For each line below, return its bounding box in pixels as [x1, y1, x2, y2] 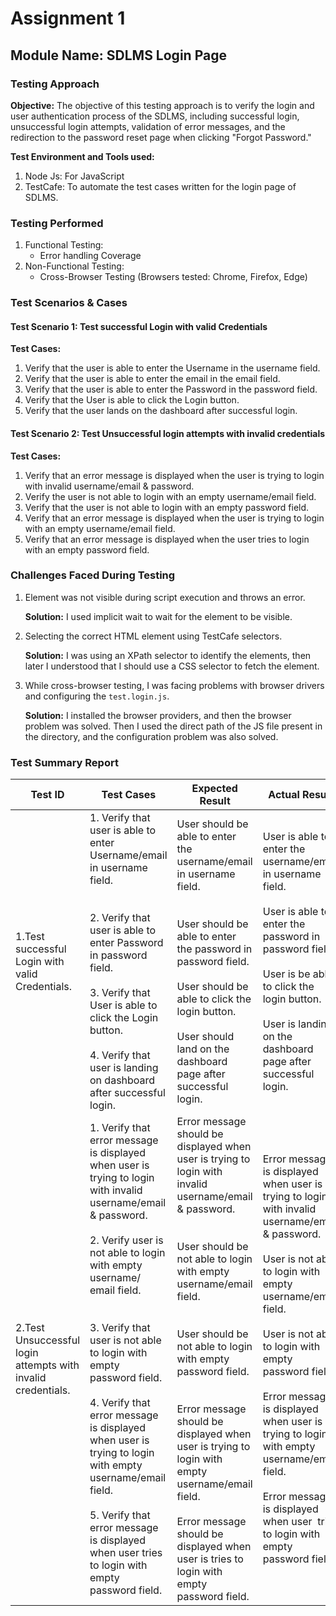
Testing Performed [10, 216, 104, 230]
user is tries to [176, 1552, 244, 1566]
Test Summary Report [10, 755, 119, 769]
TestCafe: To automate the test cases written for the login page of [24, 180, 297, 192]
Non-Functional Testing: [24, 260, 125, 272]
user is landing [89, 1061, 159, 1075]
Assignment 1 [10, 7, 126, 30]
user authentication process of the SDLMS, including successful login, [10, 110, 300, 122]
